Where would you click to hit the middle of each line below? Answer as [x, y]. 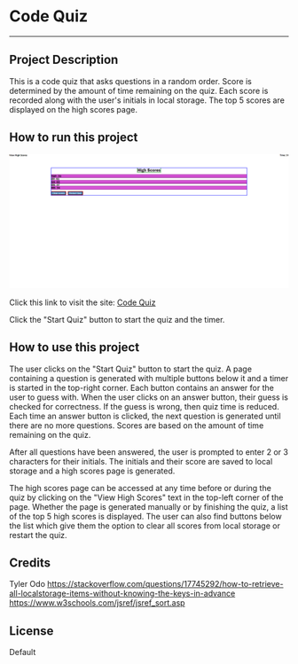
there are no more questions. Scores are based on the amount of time [137, 425]
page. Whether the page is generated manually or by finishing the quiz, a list [149, 506]
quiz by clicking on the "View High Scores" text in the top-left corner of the [146, 497]
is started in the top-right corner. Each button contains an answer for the [142, 387]
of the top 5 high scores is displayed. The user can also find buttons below [145, 516]
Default [23, 652]
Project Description [64, 60]
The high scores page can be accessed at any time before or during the [141, 488]
